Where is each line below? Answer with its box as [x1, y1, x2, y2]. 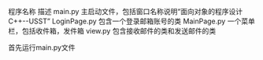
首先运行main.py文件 [8, 43, 76, 52]
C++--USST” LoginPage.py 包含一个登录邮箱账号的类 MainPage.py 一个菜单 [8, 16, 256, 26]
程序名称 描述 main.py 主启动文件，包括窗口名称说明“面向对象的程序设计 [8, 7, 243, 16]
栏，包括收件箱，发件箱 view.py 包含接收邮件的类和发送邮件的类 [8, 26, 217, 35]
